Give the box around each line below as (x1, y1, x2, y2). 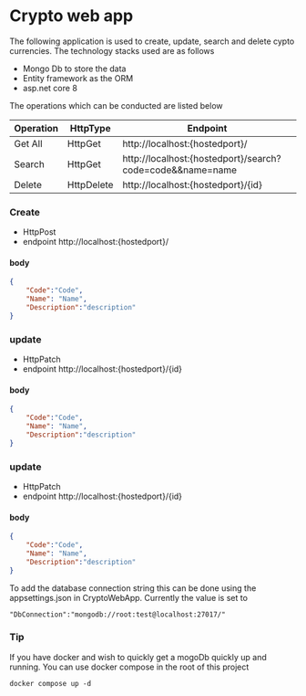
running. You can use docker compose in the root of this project (9, 661, 250, 672)
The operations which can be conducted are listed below (9, 100, 223, 111)
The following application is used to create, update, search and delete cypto (9, 36, 295, 47)
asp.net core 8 (22, 82, 77, 93)
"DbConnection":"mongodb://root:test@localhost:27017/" (9, 609, 226, 619)
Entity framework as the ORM (22, 72, 134, 83)
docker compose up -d (9, 679, 92, 688)
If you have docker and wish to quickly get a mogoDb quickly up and (9, 651, 267, 662)
